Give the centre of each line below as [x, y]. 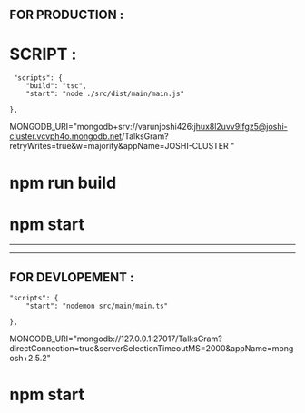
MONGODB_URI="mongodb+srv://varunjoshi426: [102, 127]
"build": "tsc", [57, 86]
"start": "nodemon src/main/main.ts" [97, 306]
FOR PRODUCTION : [67, 15]
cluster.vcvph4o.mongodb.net [66, 136]
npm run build [63, 183]
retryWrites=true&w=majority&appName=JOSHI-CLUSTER [119, 146]
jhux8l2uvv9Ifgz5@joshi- [241, 127]
